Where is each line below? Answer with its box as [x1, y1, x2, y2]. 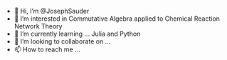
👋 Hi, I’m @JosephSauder [14, 7, 90, 15]
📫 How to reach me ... [14, 45, 80, 54]
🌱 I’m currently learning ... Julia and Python [14, 29, 141, 38]
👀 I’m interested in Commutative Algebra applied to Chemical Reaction [14, 14, 221, 23]
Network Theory [14, 22, 63, 30]
